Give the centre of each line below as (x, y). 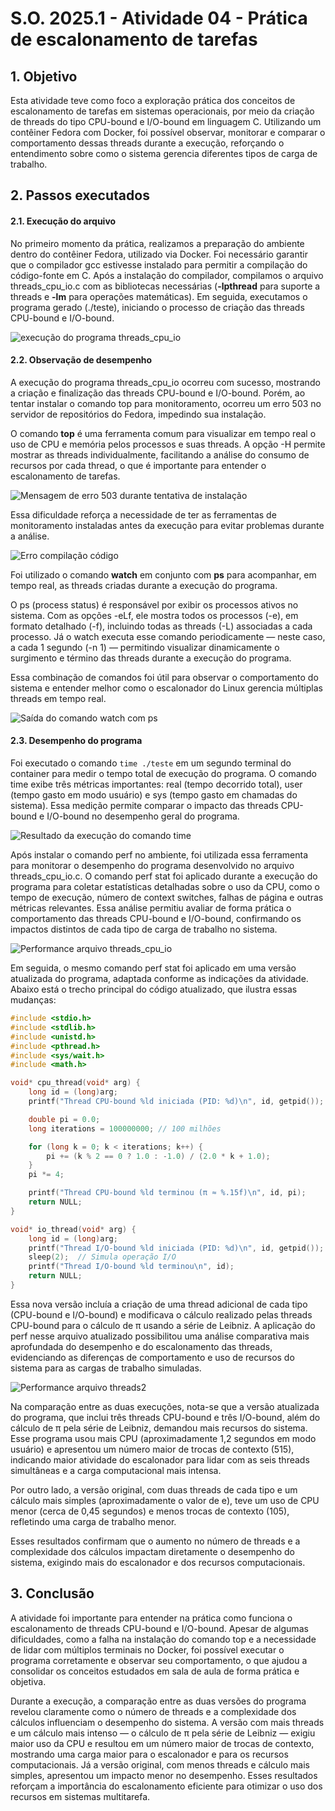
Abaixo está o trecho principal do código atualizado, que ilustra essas (154, 989)
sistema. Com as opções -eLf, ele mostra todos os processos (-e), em (154, 615)
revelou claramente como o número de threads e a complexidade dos (153, 1711)
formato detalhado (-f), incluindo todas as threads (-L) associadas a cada (161, 626)
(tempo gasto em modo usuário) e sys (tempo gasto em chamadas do (154, 795)
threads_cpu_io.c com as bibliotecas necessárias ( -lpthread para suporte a (165, 286)
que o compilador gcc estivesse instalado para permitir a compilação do (159, 264)
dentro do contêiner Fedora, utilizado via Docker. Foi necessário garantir (159, 254)
